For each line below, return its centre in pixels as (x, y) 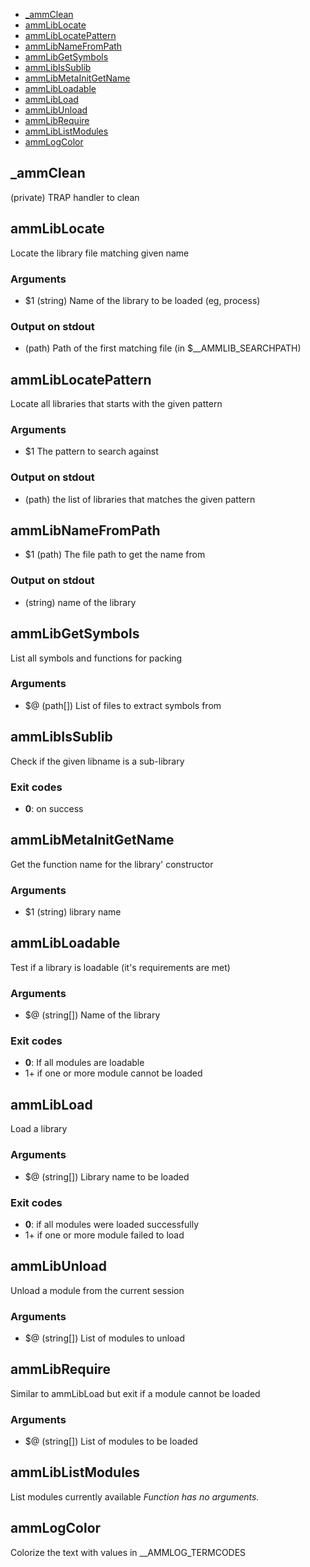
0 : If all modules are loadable (84, 1063)
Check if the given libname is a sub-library (97, 761)
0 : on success (54, 808)
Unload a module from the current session (97, 1290)
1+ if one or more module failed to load (104, 1235)
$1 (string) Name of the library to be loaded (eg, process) (142, 300)
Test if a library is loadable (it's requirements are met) (120, 967)
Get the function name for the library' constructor (112, 864)
